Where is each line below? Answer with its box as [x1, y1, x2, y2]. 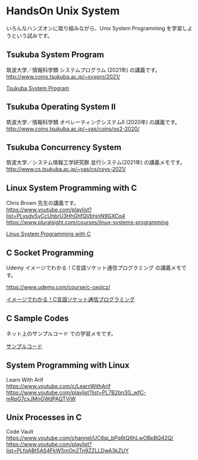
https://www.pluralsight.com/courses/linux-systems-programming [6, 219, 169, 226]
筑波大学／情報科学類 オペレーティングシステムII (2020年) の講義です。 [6, 118, 180, 126]
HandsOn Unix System [6, 4, 120, 18]
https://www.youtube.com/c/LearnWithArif [6, 383, 111, 390]
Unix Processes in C [6, 412, 82, 422]
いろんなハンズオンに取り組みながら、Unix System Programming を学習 [6, 24, 183, 32]
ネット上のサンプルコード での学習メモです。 [6, 330, 117, 337]
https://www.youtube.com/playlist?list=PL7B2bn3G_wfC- [6, 388, 147, 396]
